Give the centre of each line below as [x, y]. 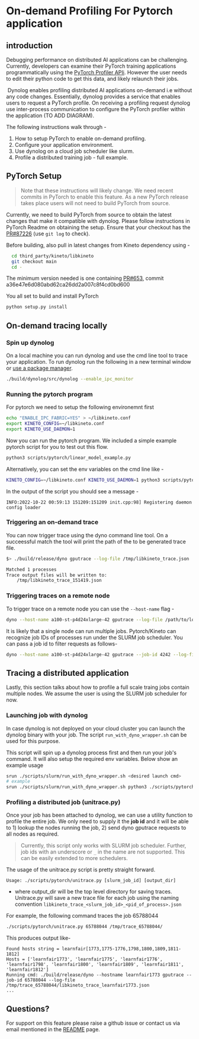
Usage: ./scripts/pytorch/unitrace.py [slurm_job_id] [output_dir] [91, 881]
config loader [24, 507]
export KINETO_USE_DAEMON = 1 [41, 429]
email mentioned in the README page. [53, 1029]
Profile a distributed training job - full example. [71, 158]
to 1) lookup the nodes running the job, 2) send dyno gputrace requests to [96, 828]
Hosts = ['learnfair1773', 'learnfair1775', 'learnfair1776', [84, 959]
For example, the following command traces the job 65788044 [82, 916]
